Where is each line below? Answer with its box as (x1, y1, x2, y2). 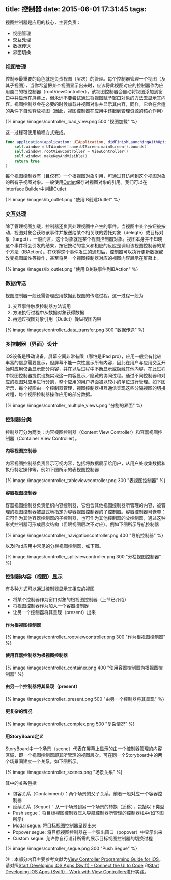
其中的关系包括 (5, 780, 37, 786)
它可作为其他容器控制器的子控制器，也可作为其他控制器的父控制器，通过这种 (5, 515, 166, 521)
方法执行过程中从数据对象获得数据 (12, 309, 84, 315)
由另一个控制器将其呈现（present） (5, 683, 80, 689)
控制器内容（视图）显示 (5, 573, 63, 580)
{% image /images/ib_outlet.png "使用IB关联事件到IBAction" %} (5, 265, 138, 272)
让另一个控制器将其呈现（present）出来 (12, 609, 96, 616)
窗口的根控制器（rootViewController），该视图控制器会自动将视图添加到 (9, 89, 159, 95)
